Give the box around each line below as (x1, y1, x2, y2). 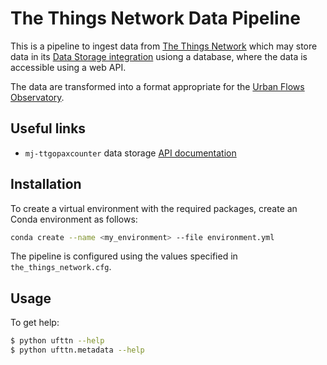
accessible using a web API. (10, 61, 127, 73)
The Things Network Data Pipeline (10, 7, 301, 30)
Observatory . (10, 91, 65, 103)
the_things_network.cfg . (10, 261, 112, 273)
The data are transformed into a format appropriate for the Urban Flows (10, 80, 305, 92)
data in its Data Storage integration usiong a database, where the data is (10, 50, 308, 62)
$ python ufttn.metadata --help (10, 345, 145, 356)
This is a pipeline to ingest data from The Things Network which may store (10, 40, 318, 52)
